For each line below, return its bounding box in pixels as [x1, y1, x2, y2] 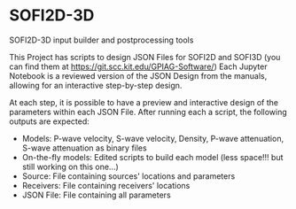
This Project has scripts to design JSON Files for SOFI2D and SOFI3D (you [9, 51, 281, 62]
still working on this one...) [21, 161, 120, 172]
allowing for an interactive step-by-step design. [9, 80, 183, 90]
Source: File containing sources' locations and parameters [21, 170, 236, 182]
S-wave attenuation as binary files [21, 143, 148, 153]
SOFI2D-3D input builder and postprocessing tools [9, 35, 194, 45]
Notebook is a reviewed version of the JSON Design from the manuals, [9, 70, 268, 81]
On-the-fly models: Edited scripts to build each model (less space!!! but [21, 151, 284, 162]
